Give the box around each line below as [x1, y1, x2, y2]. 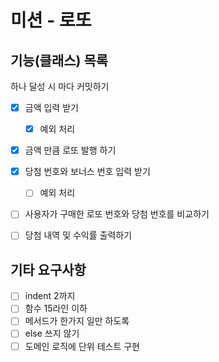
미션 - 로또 [10, 9, 92, 32]
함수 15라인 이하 [24, 302, 88, 315]
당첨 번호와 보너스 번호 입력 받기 [24, 166, 151, 178]
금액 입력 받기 [24, 102, 79, 113]
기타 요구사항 [10, 261, 87, 278]
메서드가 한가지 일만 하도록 [24, 315, 130, 327]
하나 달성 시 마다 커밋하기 [10, 81, 110, 92]
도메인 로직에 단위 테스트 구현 [24, 340, 140, 352]
